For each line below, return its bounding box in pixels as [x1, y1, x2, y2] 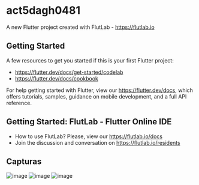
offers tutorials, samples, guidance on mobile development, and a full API [6, 92, 187, 100]
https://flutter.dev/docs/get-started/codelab [14, 68, 123, 76]
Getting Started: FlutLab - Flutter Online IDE [6, 117, 172, 127]
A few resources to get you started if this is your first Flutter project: [6, 56, 174, 64]
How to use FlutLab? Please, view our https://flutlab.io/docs [14, 133, 163, 140]
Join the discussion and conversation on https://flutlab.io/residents [14, 139, 181, 146]
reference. [6, 99, 32, 106]
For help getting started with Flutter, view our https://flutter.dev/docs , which [6, 86, 194, 94]
